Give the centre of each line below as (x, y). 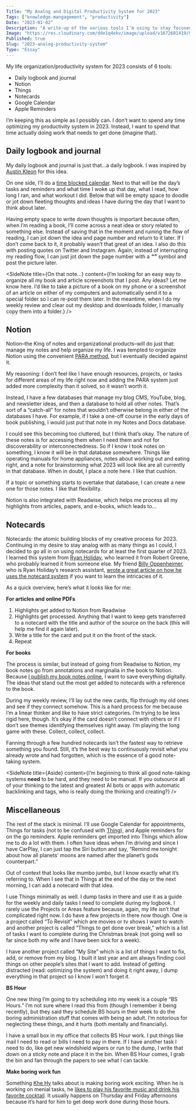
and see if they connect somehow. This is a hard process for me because (94, 707)
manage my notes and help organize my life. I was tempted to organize (91, 350)
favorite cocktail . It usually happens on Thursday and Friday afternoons (92, 1095)
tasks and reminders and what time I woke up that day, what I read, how (92, 189)
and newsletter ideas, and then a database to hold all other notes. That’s (93, 404)
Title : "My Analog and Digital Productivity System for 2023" (83, 11)
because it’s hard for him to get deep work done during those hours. (88, 1102)
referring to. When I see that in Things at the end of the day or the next (91, 879)
